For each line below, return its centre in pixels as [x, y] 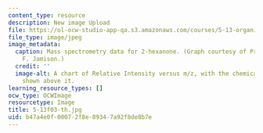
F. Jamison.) [43, 59]
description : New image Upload [59, 23]
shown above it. [49, 81]
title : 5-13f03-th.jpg [45, 110]
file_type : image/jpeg [45, 37]
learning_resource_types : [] [56, 88]
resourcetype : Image [42, 102]
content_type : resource [47, 15]
